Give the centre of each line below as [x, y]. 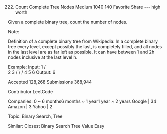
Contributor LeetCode [31, 92]
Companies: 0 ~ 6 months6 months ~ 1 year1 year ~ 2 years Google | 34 [82, 101]
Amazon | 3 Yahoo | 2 [30, 107]
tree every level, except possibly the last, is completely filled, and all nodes [85, 47]
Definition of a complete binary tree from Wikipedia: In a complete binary [83, 41]
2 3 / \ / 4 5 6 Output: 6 [32, 72]
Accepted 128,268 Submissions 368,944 [50, 82]
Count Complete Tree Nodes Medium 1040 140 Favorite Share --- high [88, 7]
